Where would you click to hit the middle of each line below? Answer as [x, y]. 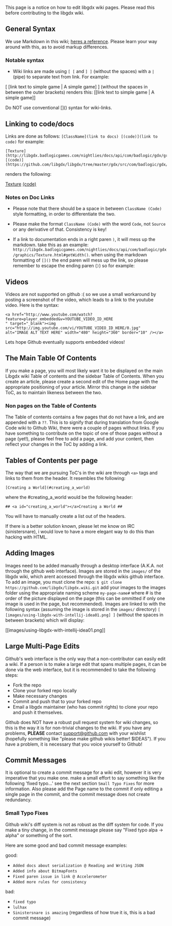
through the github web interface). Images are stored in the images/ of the [83, 571]
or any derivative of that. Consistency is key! [60, 229]
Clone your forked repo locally [45, 690]
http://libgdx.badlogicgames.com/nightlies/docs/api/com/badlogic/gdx [90, 250]
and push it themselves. [38, 712]
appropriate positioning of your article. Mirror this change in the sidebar [81, 387]
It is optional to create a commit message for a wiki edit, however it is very [83, 772]
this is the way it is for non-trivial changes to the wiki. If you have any [78, 728]
